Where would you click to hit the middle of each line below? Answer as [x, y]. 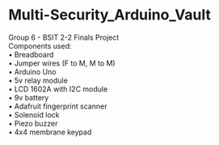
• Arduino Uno [32, 71]
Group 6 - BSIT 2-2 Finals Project [64, 37]
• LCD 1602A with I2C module [58, 89]
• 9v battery [29, 97]
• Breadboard [31, 54]
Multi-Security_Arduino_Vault [110, 15]
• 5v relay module [38, 80]
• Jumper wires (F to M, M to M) [62, 63]
